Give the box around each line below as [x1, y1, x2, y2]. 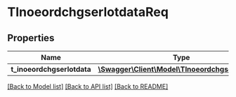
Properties [7, 32, 55, 44]
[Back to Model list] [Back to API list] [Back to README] [7, 82, 169, 91]
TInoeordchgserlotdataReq [7, 4, 169, 20]
